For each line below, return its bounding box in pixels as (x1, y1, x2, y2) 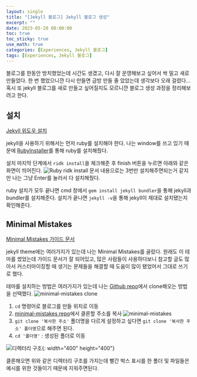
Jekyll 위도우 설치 (6, 127, 47, 135)
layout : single (6, 8, 44, 15)
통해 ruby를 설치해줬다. (55, 147, 108, 154)
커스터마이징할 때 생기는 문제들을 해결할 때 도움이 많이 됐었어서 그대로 (16, 263, 178, 270)
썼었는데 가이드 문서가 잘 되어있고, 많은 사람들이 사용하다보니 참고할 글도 (16, 255, 183, 263)
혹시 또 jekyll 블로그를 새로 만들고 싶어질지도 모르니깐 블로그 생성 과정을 (6, 84, 171, 91)
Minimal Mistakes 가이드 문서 (6, 235, 75, 242)
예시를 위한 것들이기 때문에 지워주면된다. (6, 365, 99, 372)
